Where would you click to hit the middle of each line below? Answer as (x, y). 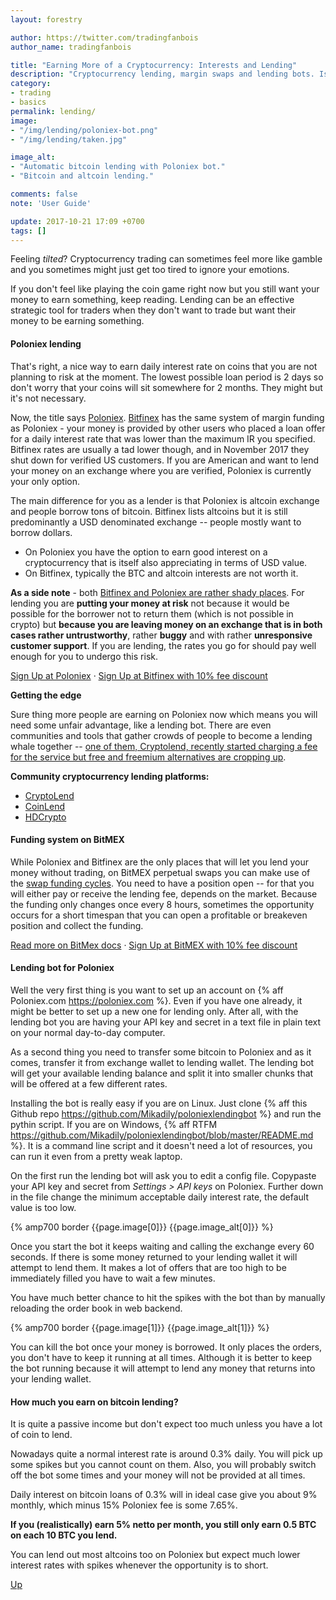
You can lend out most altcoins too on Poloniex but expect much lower (155, 1555)
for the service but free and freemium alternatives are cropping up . (148, 757)
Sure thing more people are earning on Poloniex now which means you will (164, 714)
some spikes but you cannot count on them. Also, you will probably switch (163, 1465)
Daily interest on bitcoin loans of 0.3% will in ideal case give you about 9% (164, 1495)
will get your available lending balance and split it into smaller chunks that (162, 1073)
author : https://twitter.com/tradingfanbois (104, 37)
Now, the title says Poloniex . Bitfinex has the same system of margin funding (167, 417)
